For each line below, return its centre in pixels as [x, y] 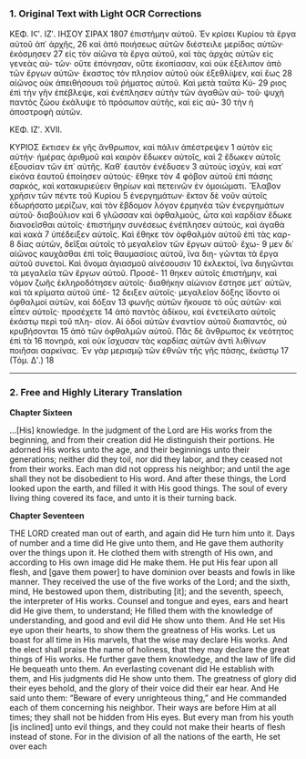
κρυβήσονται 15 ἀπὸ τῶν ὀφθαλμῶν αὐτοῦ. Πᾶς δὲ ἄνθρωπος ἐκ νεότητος [152, 332]
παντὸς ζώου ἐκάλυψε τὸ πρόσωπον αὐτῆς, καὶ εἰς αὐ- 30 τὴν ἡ [132, 102]
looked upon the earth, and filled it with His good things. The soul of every [149, 488]
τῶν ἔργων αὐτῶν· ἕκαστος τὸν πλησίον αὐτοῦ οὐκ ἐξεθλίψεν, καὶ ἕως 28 [151, 73]
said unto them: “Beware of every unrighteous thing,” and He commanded [148, 697]
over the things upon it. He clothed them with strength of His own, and [141, 552]
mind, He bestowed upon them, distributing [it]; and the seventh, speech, [147, 591]
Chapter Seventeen [47, 515]
